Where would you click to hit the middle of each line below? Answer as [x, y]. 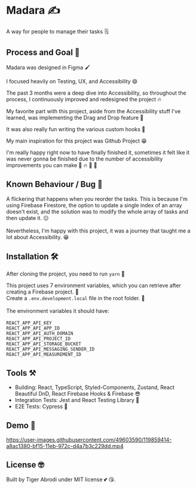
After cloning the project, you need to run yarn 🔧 [66, 274]
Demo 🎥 [21, 425]
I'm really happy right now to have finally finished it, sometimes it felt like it [98, 152]
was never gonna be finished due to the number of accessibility [85, 159]
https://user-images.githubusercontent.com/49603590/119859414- [89, 440]
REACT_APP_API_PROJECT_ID [38, 339]
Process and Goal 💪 [43, 52]
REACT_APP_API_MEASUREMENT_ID [44, 355]
